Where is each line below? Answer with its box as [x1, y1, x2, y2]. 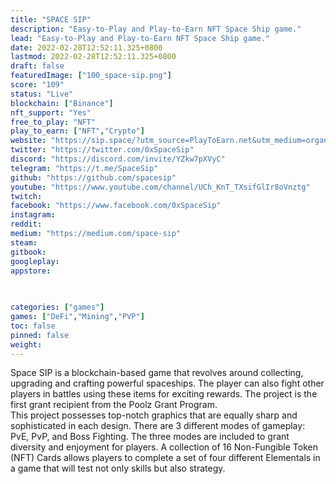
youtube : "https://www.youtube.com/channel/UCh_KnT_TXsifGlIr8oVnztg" [10, 182, 311, 192]
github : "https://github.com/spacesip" [10, 172, 177, 183]
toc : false [10, 321, 56, 331]
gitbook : [10, 247, 47, 257]
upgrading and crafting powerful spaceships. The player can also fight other [10, 377, 325, 390]
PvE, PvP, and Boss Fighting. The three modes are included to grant [10, 431, 290, 443]
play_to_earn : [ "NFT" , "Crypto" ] [10, 126, 145, 136]
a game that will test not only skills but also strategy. [10, 462, 226, 475]
